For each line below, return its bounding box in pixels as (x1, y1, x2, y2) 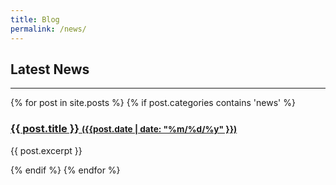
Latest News (10, 61, 90, 78)
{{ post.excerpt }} (10, 144, 83, 156)
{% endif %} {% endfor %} (10, 164, 121, 176)
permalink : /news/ (10, 24, 87, 34)
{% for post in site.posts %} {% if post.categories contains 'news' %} (10, 97, 296, 109)
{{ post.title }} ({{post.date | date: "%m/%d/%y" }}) (10, 122, 238, 136)
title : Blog (10, 14, 60, 25)
